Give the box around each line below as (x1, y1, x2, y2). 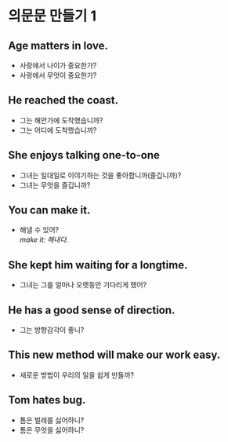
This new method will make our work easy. (8, 349, 221, 362)
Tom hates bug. (8, 393, 86, 407)
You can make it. (8, 203, 91, 217)
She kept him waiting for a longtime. (8, 258, 188, 272)
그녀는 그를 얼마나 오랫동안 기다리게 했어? (19, 280, 147, 290)
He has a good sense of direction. (8, 303, 176, 316)
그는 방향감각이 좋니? (19, 325, 85, 334)
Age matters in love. (8, 38, 108, 52)
